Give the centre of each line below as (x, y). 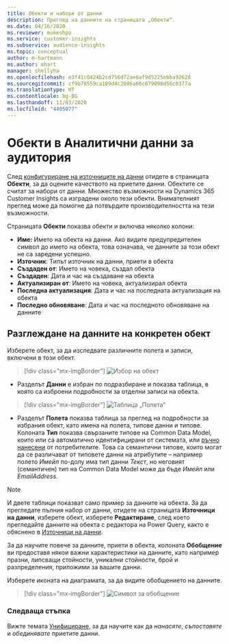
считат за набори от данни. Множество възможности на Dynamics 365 (111, 191)
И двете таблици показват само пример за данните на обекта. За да (107, 503)
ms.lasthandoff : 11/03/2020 (47, 103)
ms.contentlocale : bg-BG (42, 97)
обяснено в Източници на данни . (55, 532)
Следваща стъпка (39, 611)
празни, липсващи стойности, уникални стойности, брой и (93, 560)
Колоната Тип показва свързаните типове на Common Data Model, (114, 432)
